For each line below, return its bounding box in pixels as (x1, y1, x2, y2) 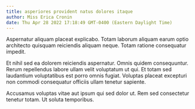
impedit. (6, 48, 26, 55)
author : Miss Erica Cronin (6, 14, 72, 20)
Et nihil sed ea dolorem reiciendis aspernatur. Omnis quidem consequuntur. (6, 60, 189, 67)
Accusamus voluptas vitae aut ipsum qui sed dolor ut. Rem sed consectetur (6, 90, 190, 97)
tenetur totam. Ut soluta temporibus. (6, 96, 94, 103)
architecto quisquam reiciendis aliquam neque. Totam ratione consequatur (6, 42, 187, 49)
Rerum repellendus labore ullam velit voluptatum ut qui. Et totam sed (6, 66, 172, 73)
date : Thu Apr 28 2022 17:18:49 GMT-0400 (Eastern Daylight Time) (6, 19, 173, 25)
